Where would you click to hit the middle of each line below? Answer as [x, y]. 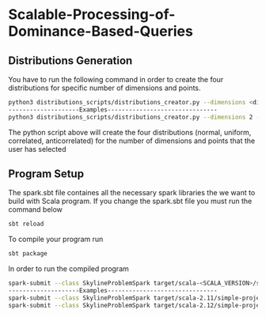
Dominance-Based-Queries [101, 31]
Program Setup [46, 174]
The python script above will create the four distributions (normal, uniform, [130, 132]
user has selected [37, 149]
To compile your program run [56, 240]
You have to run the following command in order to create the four [116, 79]
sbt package [28, 254]
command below [36, 209]
